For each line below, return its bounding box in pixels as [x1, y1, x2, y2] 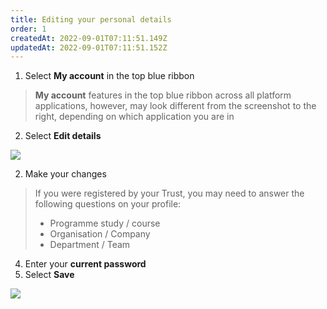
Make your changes [24, 168, 107, 180]
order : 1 [10, 24, 47, 34]
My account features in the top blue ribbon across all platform [34, 89, 292, 101]
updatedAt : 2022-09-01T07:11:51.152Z [10, 42, 168, 53]
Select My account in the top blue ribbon [24, 70, 195, 82]
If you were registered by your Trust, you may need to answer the [34, 187, 305, 200]
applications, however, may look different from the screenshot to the [34, 100, 317, 112]
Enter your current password [24, 258, 147, 270]
